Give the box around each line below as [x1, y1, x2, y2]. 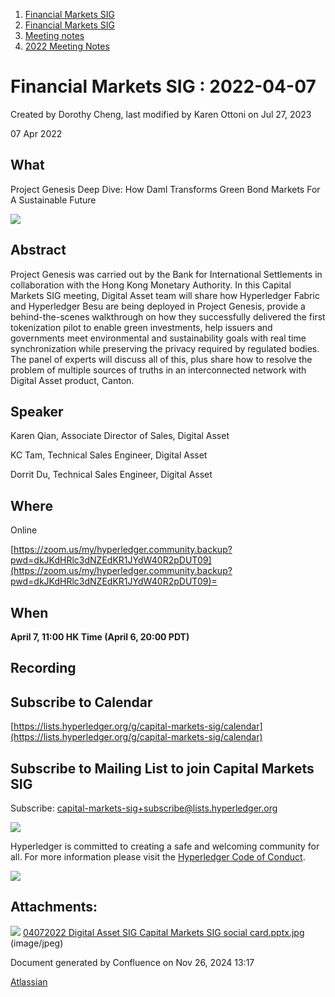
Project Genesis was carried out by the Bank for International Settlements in [10, 268, 323, 280]
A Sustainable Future [10, 194, 97, 206]
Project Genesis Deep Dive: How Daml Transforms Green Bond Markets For [10, 183, 321, 195]
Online [10, 524, 38, 536]
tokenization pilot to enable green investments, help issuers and [10, 321, 273, 333]
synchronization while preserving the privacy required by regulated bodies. [10, 342, 320, 354]
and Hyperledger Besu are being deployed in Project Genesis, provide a [10, 300, 306, 312]
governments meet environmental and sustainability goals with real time [10, 332, 307, 344]
